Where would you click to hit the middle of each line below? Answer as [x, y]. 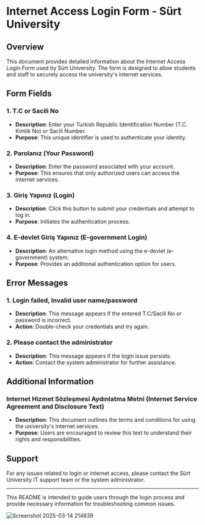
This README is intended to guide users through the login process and [95, 497]
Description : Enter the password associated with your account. [95, 166]
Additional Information [50, 381]
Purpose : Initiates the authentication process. [73, 222]
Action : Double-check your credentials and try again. [82, 327]
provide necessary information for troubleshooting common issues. [91, 504]
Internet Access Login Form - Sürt [94, 11]
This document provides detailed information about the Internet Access [96, 61]
